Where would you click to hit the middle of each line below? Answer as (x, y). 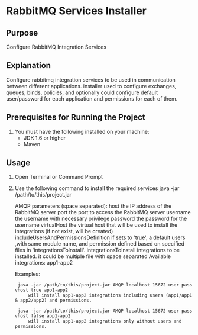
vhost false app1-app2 (43, 316)
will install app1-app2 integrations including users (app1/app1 (110, 295)
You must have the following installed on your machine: (82, 131)
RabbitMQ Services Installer (76, 11)
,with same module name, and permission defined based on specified (100, 244)
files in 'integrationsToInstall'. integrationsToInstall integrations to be (97, 250)
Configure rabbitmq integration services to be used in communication (91, 80)
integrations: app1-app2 (43, 263)
